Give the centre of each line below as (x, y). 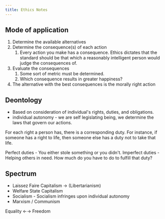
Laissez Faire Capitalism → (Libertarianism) (57, 186)
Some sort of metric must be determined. (62, 74)
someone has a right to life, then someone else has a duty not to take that (81, 138)
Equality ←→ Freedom (28, 211)
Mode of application (37, 30)
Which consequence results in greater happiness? (71, 79)
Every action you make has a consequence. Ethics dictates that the (88, 52)
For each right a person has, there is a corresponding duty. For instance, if (81, 132)
